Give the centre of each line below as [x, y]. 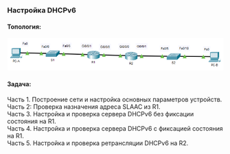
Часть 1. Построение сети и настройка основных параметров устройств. [115, 99]
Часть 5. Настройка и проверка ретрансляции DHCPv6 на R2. [98, 143]
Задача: [19, 84]
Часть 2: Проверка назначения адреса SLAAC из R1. [84, 106]
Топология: [24, 27]
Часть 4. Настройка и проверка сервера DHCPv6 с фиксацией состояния [115, 128]
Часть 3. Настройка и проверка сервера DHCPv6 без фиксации [101, 114]
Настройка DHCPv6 [42, 10]
